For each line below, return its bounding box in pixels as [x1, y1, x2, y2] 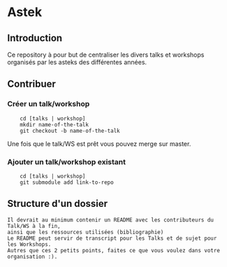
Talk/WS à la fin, [7, 222, 61, 229]
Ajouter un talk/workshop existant [7, 157, 126, 166]
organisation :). [7, 253, 58, 260]
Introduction [7, 32, 63, 44]
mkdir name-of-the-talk [20, 121, 89, 128]
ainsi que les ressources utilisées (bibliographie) [7, 229, 164, 236]
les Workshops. [7, 240, 52, 248]
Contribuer [7, 78, 56, 90]
